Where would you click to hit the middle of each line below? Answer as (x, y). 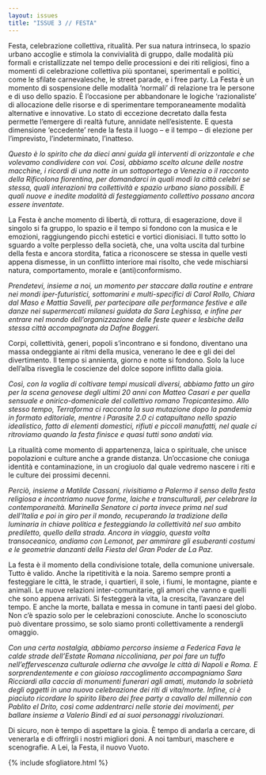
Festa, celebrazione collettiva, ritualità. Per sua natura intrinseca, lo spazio (129, 45)
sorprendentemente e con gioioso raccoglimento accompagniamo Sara (125, 673)
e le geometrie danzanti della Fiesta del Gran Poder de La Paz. (111, 549)
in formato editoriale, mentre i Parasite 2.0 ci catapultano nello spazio (123, 417)
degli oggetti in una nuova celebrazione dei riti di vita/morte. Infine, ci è (125, 689)
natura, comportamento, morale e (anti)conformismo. (95, 270)
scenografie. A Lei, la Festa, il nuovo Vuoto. (79, 747)
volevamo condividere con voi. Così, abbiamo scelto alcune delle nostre (126, 162)
